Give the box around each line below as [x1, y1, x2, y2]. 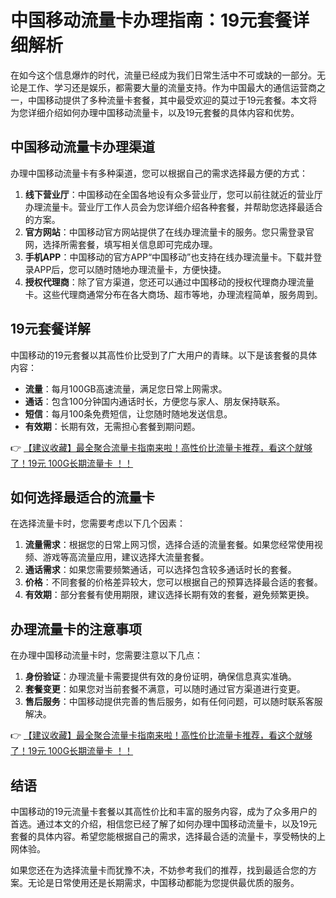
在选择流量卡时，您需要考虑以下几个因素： [10, 517, 186, 530]
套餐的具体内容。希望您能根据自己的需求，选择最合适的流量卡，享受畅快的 [10, 831, 317, 842]
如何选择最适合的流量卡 [10, 489, 155, 506]
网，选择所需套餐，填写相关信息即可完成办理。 [24, 238, 218, 250]
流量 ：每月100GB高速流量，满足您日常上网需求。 [24, 382, 228, 395]
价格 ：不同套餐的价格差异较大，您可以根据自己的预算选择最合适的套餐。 [24, 576, 323, 588]
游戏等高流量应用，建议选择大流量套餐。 [42, 551, 210, 563]
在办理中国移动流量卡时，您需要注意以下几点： [10, 649, 203, 661]
